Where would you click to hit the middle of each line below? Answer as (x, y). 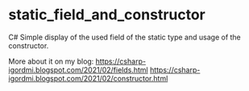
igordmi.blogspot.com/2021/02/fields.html (78, 69)
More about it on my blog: (51, 61)
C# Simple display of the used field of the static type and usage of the (125, 37)
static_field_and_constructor (107, 15)
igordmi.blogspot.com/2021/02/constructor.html (88, 78)
